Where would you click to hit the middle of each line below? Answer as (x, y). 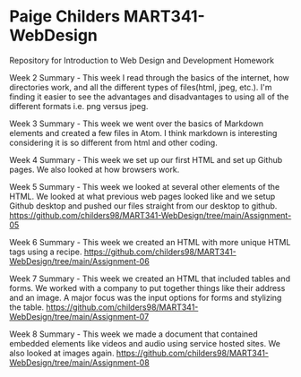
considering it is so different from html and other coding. (113, 142)
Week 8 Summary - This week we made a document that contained (133, 334)
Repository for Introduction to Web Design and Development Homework (142, 60)
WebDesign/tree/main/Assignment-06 (79, 261)
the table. (27, 307)
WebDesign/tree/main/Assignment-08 (79, 362)
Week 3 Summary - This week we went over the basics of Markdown (137, 124)
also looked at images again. (62, 353)
